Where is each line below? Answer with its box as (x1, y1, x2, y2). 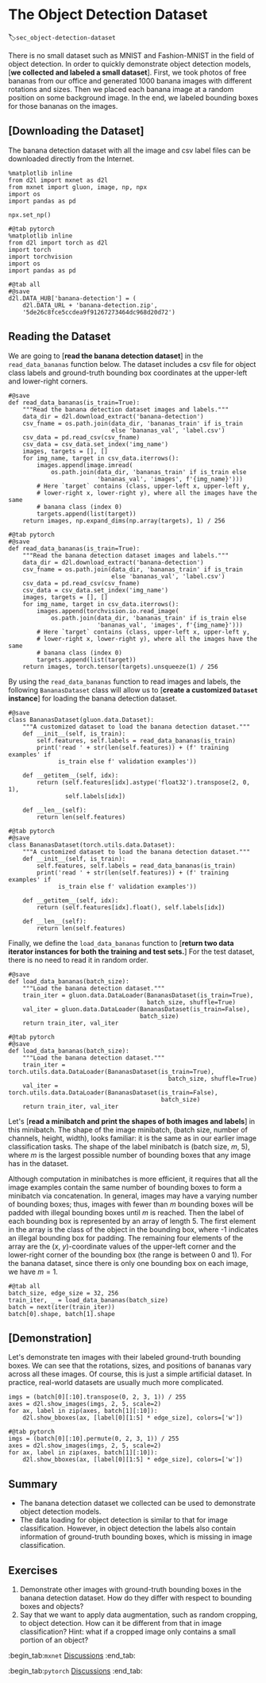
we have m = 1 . (8, 1267, 58, 1276)
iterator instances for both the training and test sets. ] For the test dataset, (8, 947, 255, 956)
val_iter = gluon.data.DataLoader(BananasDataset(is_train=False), (22, 1005, 250, 1013)
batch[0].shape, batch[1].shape (8, 1310, 115, 1318)
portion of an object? (19, 1635, 89, 1645)
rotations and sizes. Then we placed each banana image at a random (8, 84, 234, 94)
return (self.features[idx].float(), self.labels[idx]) (37, 903, 226, 911)
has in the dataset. (8, 1158, 69, 1168)
